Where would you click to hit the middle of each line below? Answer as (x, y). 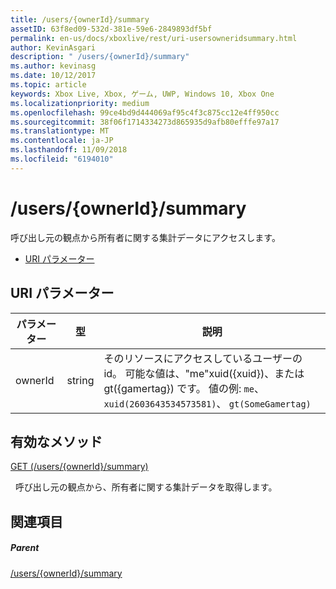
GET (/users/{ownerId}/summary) (79, 467)
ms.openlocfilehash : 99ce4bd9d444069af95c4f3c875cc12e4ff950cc (145, 112)
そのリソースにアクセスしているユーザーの (203, 358)
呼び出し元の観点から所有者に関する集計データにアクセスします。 (145, 237)
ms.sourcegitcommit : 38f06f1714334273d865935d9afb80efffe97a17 (145, 122)
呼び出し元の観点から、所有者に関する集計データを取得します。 (146, 487)
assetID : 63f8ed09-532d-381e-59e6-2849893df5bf (111, 29)
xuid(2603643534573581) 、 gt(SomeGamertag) (207, 403)
